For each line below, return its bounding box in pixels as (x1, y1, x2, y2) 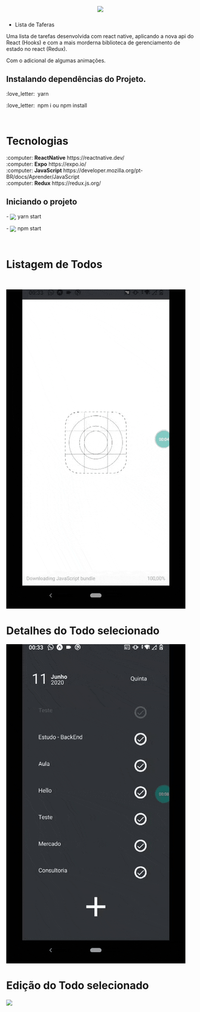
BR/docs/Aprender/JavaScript (6, 173, 79, 180)
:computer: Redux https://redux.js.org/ (6, 179, 101, 187)
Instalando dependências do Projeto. (6, 74, 146, 84)
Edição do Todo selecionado (6, 979, 149, 992)
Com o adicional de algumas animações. (6, 57, 106, 64)
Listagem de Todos (6, 258, 103, 272)
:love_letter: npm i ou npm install (6, 102, 88, 109)
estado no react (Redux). (6, 45, 67, 52)
